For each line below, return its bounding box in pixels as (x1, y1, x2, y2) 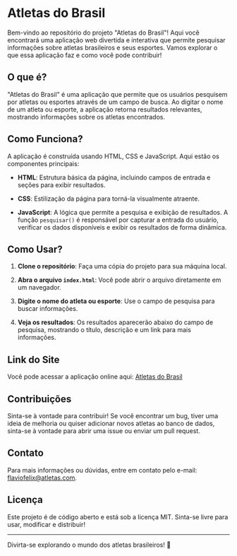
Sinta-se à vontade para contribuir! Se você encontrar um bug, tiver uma (7, 412, 219, 420)
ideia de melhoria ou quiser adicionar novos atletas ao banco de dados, (7, 419, 215, 427)
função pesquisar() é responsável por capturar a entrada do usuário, (17, 215, 219, 224)
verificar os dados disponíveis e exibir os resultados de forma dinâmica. (17, 223, 227, 231)
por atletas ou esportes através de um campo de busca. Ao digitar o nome (7, 97, 224, 106)
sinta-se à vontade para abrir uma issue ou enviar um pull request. (7, 427, 201, 435)
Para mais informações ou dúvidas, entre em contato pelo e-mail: (7, 466, 197, 474)
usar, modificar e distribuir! (7, 520, 86, 528)
